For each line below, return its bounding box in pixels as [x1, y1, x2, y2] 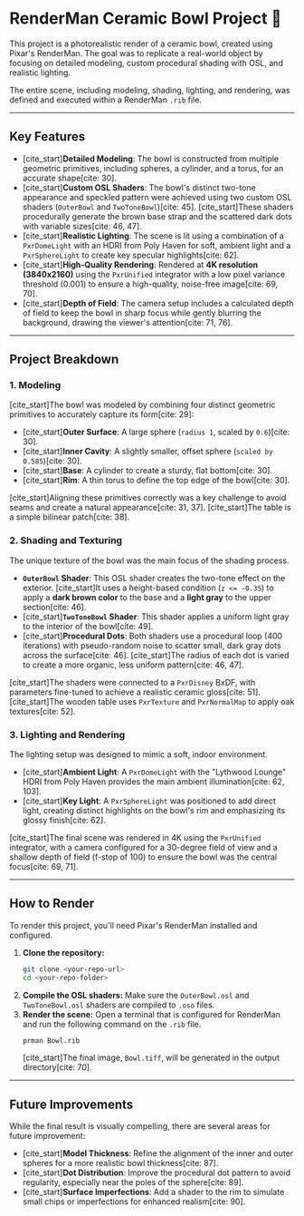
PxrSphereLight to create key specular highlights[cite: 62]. [22, 249, 240, 260]
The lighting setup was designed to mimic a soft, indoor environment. [9, 749, 269, 760]
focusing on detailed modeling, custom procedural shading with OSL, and [9, 57, 283, 68]
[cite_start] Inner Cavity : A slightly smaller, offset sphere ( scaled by [22, 446, 273, 457]
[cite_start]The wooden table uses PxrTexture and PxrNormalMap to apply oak [9, 696, 295, 706]
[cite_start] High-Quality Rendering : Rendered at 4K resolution [22, 258, 259, 270]
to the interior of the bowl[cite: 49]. [22, 620, 154, 631]
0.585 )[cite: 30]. [22, 455, 83, 466]
